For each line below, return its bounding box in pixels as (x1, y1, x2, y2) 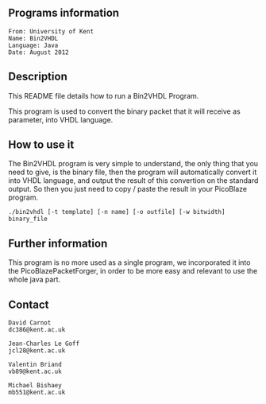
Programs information (8, 6, 120, 20)
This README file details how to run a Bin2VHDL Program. (8, 91, 199, 100)
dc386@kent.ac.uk (8, 326, 66, 334)
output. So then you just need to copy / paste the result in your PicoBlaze (8, 185, 248, 194)
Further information (8, 236, 108, 250)
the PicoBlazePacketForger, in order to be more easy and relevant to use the (8, 266, 258, 276)
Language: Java (8, 41, 59, 49)
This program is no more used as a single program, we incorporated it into (8, 258, 251, 267)
